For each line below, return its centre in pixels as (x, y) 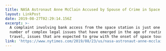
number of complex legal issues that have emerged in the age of (78, 32)
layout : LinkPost (23, 14)
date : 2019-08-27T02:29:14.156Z (38, 18)
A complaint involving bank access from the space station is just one (85, 28)
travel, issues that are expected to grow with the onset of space (81, 37)
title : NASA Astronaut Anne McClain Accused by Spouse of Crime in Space (83, 9)
